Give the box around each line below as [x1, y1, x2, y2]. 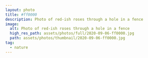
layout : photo [5, 7, 35, 13]
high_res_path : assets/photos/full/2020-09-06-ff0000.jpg [10, 31, 135, 36]
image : [5, 21, 19, 27]
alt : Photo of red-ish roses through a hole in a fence [10, 26, 130, 31]
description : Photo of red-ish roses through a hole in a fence [5, 17, 143, 22]
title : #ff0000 [5, 12, 37, 17]
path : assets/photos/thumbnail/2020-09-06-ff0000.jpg [10, 36, 125, 41]
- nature [10, 45, 28, 50]
